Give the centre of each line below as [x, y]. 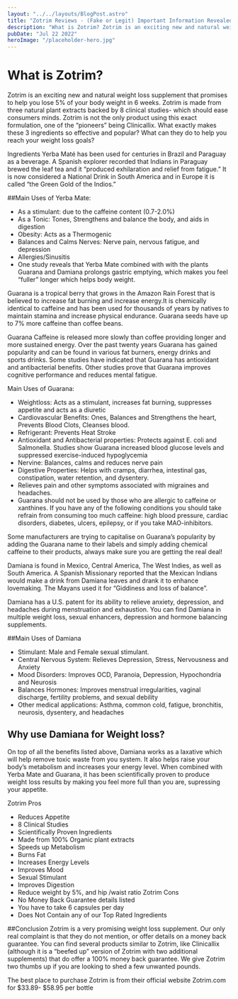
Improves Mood [40, 869]
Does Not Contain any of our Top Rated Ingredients [92, 915]
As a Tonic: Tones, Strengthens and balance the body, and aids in [113, 219]
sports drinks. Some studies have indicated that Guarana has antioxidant [113, 360]
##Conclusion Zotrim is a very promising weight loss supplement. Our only [116, 928]
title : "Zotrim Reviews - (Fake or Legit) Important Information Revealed [120, 21]
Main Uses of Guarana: [41, 389]
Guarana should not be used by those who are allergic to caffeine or [117, 500]
